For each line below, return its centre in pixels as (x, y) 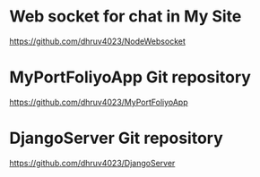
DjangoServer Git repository (117, 138)
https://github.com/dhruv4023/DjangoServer (92, 163)
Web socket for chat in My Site (126, 17)
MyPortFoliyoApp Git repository (130, 77)
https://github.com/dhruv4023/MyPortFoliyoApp (99, 102)
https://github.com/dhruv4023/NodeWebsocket (97, 41)
